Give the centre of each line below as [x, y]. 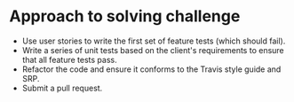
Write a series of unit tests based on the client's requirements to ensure [153, 50]
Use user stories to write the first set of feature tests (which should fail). [154, 41]
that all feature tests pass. [69, 59]
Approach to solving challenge [125, 16]
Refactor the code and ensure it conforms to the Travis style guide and [151, 69]
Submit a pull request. [62, 88]
